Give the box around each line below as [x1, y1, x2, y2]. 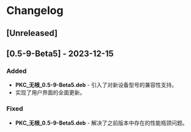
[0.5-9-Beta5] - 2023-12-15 [6, 48, 114, 58]
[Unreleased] [6, 28, 58, 38]
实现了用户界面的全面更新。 [15, 89, 86, 96]
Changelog [6, 4, 64, 18]
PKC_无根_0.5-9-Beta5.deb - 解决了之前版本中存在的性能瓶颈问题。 [15, 119, 188, 127]
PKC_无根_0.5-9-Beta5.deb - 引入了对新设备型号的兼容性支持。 [15, 82, 178, 89]
